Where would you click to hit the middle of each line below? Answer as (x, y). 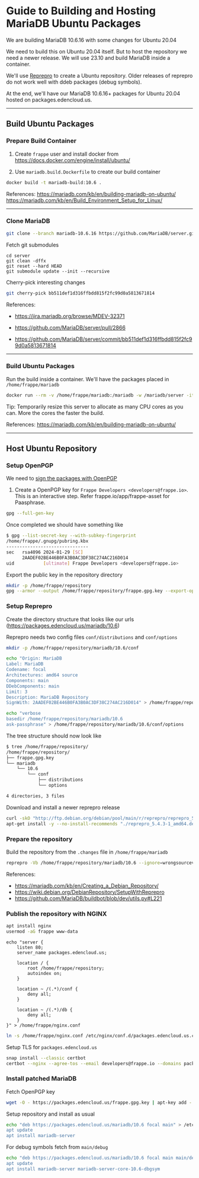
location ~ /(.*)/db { (45, 1010)
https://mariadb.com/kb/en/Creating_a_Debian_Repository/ (86, 885)
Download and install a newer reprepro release (63, 807)
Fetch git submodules (33, 245)
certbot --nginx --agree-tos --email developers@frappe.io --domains (94, 1063)
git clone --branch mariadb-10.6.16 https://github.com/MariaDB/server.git (102, 233)
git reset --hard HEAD (34, 266)
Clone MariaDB (28, 221)
